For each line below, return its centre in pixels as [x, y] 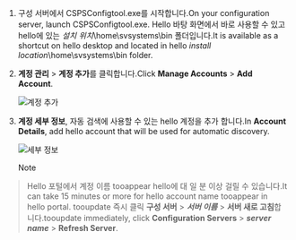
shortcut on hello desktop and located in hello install [114, 46]
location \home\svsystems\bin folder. [85, 55]
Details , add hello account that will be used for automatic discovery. [144, 131]
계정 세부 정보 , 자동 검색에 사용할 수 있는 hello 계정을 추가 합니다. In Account [152, 121]
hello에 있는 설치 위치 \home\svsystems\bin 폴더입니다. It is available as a [148, 35]
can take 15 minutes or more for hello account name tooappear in [147, 196]
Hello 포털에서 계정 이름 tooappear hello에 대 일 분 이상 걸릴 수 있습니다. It [157, 186]
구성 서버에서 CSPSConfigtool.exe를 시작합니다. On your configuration [144, 13]
